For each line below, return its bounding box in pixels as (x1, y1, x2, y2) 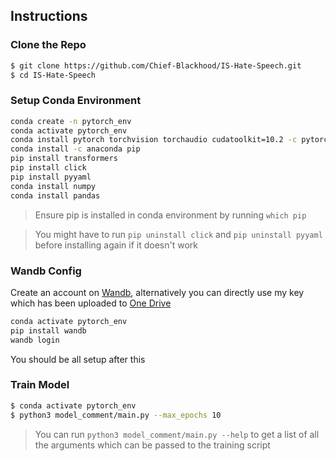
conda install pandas (10, 190, 101, 201)
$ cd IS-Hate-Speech (10, 70, 97, 80)
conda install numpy (10, 181, 97, 191)
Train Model (10, 378, 70, 392)
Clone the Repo (10, 38, 87, 52)
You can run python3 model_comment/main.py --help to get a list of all (34, 428, 320, 440)
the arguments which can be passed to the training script (34, 439, 271, 451)
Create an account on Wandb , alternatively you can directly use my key (10, 286, 305, 298)
